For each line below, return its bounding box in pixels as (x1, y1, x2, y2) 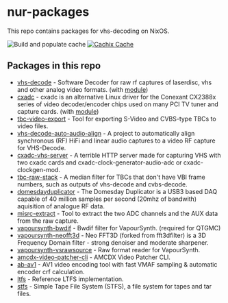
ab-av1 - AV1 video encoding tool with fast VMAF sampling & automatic (16, 260, 218, 268)
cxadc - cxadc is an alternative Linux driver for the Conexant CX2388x (16, 93, 216, 101)
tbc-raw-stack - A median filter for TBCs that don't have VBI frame (16, 173, 205, 181)
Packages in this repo (7, 60, 101, 72)
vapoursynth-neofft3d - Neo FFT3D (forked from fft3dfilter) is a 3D (16, 231, 207, 239)
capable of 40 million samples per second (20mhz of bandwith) (16, 195, 197, 203)
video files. (16, 121, 49, 130)
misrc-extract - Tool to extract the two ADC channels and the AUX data (16, 209, 218, 217)
